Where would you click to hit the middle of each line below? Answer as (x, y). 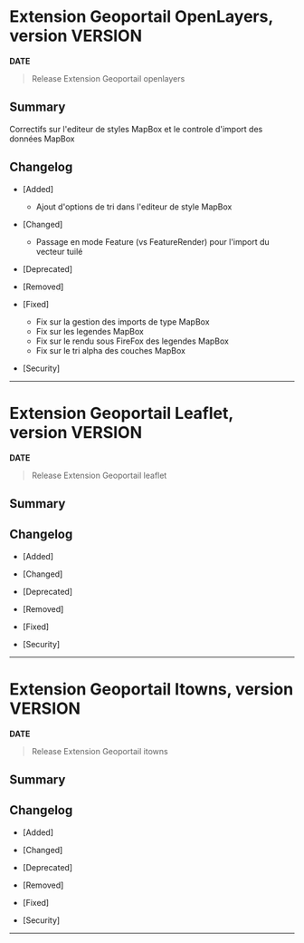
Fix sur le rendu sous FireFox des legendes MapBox (132, 341)
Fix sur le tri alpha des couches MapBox (110, 350)
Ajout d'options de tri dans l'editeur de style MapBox (134, 207)
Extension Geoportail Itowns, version (152, 689)
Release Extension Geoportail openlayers (108, 78)
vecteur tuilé (59, 251)
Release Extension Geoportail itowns (100, 751)
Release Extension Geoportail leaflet (99, 475)
